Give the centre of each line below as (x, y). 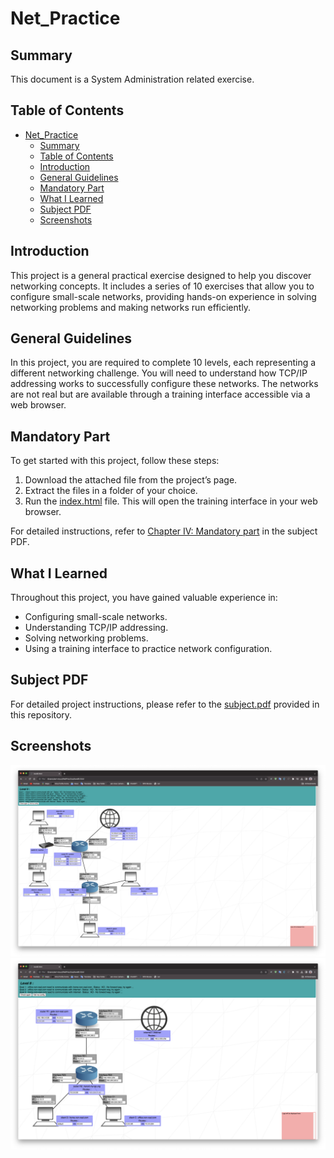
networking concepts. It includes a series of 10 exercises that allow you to (162, 286)
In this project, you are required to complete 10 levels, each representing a (163, 363)
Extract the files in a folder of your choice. (111, 491)
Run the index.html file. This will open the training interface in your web (171, 501)
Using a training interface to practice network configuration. (148, 649)
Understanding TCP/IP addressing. (96, 628)
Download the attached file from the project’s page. (131, 480)
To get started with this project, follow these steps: (115, 461)
